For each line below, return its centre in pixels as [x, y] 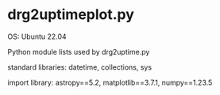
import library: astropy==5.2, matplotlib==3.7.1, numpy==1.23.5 [110, 82]
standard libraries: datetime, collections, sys [80, 67]
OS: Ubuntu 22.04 [37, 36]
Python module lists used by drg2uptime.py [79, 51]
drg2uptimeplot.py [71, 15]
